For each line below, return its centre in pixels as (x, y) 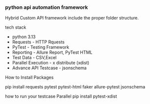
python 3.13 (24, 37)
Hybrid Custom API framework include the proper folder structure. (72, 18)
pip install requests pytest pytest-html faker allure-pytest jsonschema (75, 87)
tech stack (16, 27)
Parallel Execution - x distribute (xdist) (51, 63)
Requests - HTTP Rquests (38, 42)
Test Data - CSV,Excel (34, 58)
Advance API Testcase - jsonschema (49, 68)
